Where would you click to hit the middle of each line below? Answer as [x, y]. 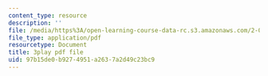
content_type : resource [48, 15]
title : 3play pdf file [46, 52]
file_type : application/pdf [55, 38]
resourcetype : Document [48, 45]
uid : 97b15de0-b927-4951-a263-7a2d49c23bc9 [82, 60]
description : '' [35, 23]
